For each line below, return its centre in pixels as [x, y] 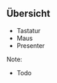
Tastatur [28, 30]
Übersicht [28, 14]
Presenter [31, 45]
